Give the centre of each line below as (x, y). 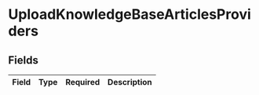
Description (130, 82)
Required (83, 82)
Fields (24, 60)
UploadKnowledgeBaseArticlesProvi (129, 15)
